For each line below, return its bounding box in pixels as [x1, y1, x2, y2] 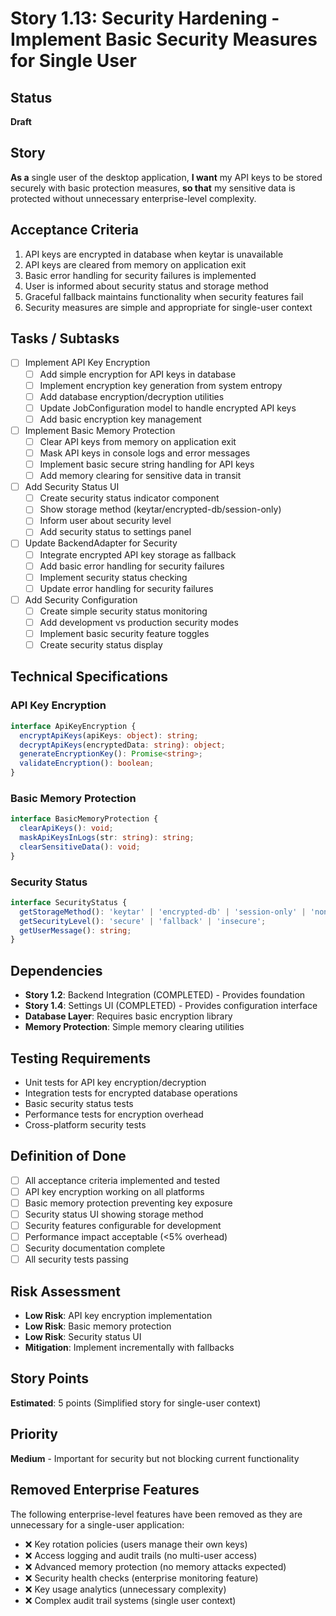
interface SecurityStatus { [10, 897, 128, 907]
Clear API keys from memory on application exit [39, 435, 237, 447]
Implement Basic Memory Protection [24, 424, 176, 436]
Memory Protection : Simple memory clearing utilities [24, 1021, 245, 1033]
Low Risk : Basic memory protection [24, 1320, 172, 1332]
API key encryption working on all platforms [24, 1185, 205, 1197]
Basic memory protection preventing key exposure [24, 1197, 233, 1209]
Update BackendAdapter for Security [24, 537, 178, 549]
